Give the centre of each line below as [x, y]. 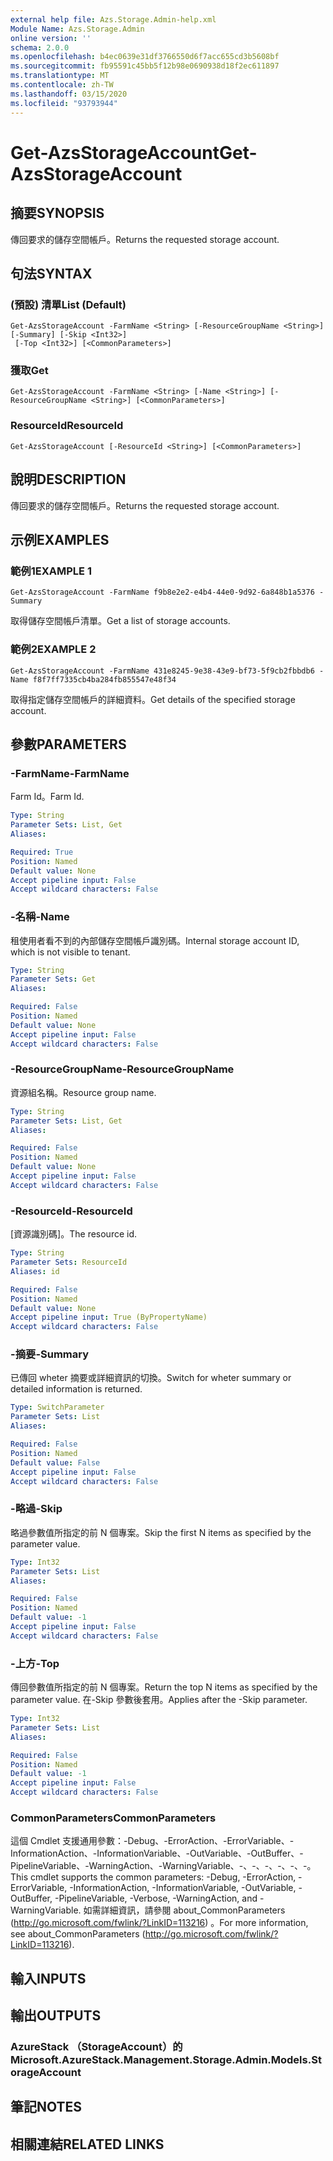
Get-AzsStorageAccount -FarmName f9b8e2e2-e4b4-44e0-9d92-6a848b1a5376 [162, 592]
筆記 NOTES [46, 2107]
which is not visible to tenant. [70, 952]
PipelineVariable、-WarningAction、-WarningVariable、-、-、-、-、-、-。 [163, 1866]
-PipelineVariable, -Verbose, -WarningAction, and [156, 1898]
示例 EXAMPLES [60, 539]
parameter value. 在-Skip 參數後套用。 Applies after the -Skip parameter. [159, 1700]
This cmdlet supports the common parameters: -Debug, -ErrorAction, [153, 1877]
